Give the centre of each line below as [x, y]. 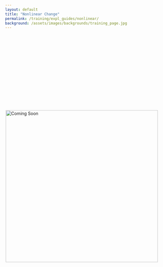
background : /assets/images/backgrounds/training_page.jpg [66, 23]
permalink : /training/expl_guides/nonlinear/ [52, 18]
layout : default [21, 9]
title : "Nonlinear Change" [32, 14]
